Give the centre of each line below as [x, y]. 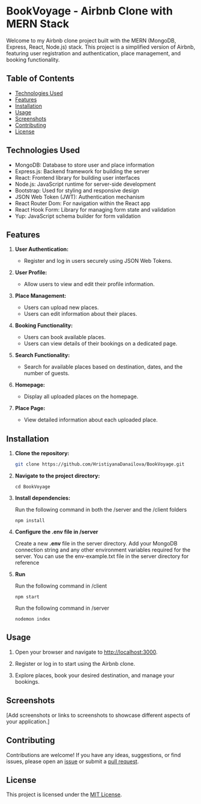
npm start [27, 597]
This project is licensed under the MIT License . [64, 794]
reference [27, 563]
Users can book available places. [65, 337]
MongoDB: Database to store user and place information [85, 165]
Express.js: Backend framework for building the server [82, 171]
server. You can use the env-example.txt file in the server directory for [102, 556]
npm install [30, 521]
